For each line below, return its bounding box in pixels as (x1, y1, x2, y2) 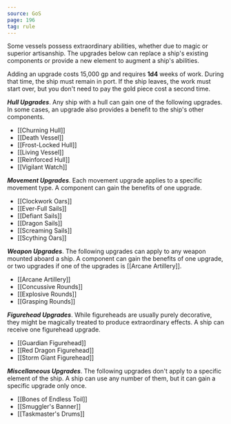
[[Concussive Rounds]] (17, 283, 83, 291)
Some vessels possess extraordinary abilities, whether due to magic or (7, 42, 208, 50)
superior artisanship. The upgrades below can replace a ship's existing (7, 49, 209, 57)
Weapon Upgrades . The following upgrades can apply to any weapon (7, 247, 206, 256)
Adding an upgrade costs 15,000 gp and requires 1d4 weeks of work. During (7, 70, 224, 78)
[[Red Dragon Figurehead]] (17, 347, 94, 355)
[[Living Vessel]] (17, 148, 64, 156)
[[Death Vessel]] (17, 133, 64, 142)
